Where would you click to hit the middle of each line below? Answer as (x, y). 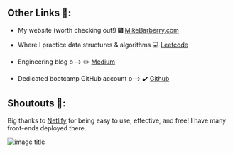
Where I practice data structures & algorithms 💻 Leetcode (103, 45)
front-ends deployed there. (47, 127)
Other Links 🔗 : (39, 13)
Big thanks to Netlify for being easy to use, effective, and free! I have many (117, 120)
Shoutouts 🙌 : (37, 103)
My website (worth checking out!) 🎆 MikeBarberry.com (98, 30)
